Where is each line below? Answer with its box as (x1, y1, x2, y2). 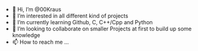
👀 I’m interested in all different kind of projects (12, 12, 128, 19)
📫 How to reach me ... (12, 38, 69, 46)
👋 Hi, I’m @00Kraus (12, 6, 62, 13)
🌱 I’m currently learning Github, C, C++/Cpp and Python (12, 19, 153, 25)
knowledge (12, 32, 41, 39)
